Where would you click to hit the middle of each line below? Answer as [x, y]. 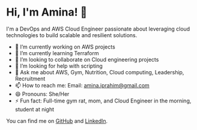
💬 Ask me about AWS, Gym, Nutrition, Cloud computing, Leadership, [99, 72]
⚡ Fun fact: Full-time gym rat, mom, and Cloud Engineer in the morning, [103, 101]
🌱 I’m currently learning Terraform [57, 53]
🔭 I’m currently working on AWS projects [65, 47]
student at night [35, 109]
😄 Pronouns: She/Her [42, 94]
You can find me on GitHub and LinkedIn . [57, 121]
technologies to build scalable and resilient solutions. [72, 35]
